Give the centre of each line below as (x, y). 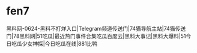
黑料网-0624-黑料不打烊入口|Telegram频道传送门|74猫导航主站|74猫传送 (96, 28)
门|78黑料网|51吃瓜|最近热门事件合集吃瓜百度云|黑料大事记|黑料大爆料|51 (96, 36)
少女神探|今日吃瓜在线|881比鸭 (60, 43)
